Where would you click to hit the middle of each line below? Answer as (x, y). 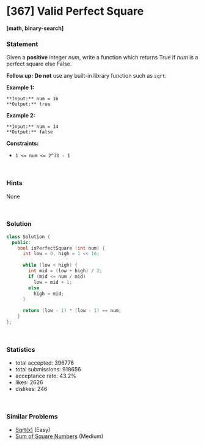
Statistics (21, 349)
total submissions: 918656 (48, 370)
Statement (22, 44)
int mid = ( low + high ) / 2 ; (65, 271)
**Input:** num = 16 (33, 99)
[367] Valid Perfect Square (75, 11)
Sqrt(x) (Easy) (33, 430)
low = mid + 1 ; (53, 282)
